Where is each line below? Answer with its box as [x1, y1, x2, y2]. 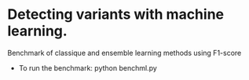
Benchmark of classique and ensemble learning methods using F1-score [7, 48, 242, 57]
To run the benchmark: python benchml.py [18, 63, 158, 72]
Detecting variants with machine [7, 5, 225, 24]
